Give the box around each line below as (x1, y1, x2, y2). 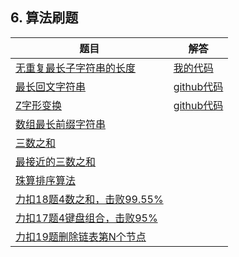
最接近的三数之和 (15, 154, 97, 168)
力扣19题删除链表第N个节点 (15, 229, 147, 243)
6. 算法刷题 (10, 9, 79, 27)
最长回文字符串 (15, 79, 87, 93)
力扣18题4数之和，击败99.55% (15, 192, 164, 206)
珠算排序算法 (15, 173, 77, 187)
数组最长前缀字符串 (15, 117, 107, 131)
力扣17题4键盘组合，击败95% (15, 211, 158, 225)
